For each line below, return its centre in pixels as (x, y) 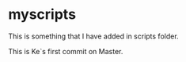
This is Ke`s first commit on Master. (66, 51)
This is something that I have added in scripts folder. (94, 36)
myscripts (42, 15)
